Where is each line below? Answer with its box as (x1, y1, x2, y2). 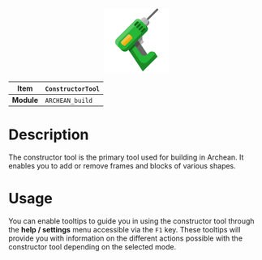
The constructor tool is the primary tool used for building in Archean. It (8, 152, 244, 162)
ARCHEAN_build (45, 96, 93, 104)
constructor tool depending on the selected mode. (8, 242, 177, 252)
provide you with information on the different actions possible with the (8, 233, 243, 243)
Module (11, 95, 39, 104)
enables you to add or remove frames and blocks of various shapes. (8, 161, 237, 171)
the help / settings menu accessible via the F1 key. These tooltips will (8, 225, 241, 235)
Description (8, 126, 89, 144)
